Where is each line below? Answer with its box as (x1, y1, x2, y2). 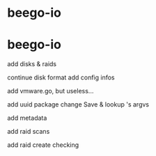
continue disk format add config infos (7, 73, 115, 81)
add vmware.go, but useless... (7, 87, 94, 95)
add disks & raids (7, 60, 57, 68)
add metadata (7, 114, 47, 123)
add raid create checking (7, 141, 79, 149)
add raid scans (7, 127, 50, 136)
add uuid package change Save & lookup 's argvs (7, 100, 150, 109)
